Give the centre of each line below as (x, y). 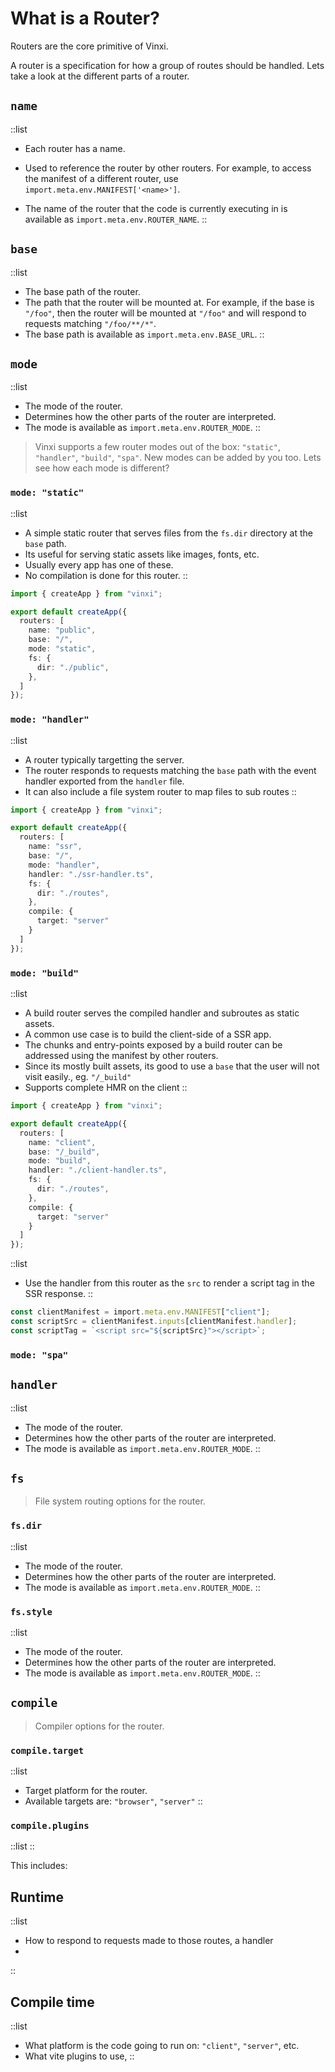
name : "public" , (62, 630)
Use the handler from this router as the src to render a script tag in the (169, 1283)
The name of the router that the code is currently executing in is (156, 208)
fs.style (31, 1611)
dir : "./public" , (73, 667)
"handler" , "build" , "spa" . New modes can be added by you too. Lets (178, 458)
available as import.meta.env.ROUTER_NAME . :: (116, 219)
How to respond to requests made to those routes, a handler (149, 1941)
